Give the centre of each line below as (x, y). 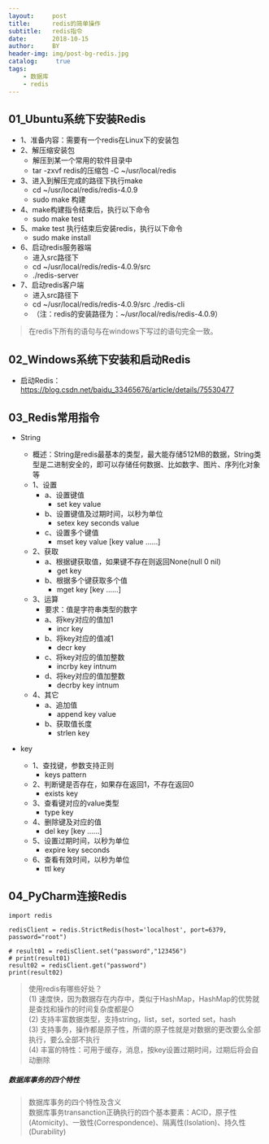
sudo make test (58, 219)
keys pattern (65, 775)
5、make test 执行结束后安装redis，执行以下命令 (101, 229)
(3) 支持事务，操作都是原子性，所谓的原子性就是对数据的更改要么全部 (145, 1029)
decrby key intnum (88, 685)
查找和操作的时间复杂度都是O (85, 1009)
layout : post (38, 16)
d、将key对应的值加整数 (85, 675)
